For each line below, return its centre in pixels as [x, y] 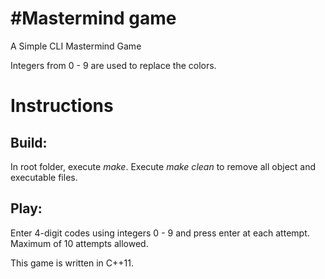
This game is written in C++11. [72, 263]
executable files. [44, 177]
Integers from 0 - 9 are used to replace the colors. [113, 65]
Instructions [62, 106]
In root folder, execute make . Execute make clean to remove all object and [163, 166]
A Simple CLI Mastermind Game [76, 46]
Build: [29, 142]
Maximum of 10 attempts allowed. [79, 243]
